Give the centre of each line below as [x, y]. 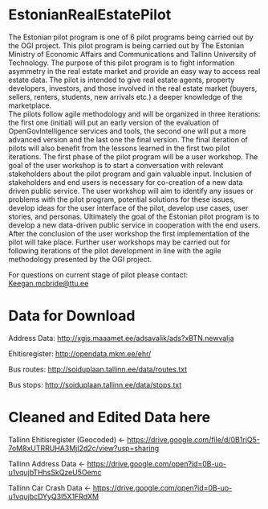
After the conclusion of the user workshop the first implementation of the [129, 233]
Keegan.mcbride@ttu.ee [49, 283]
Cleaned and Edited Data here [110, 418]
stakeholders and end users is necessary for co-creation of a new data [126, 182]
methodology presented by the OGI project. [80, 259]
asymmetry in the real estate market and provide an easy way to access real [134, 71]
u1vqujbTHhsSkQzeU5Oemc [55, 472]
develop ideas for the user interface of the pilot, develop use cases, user [128, 207]
